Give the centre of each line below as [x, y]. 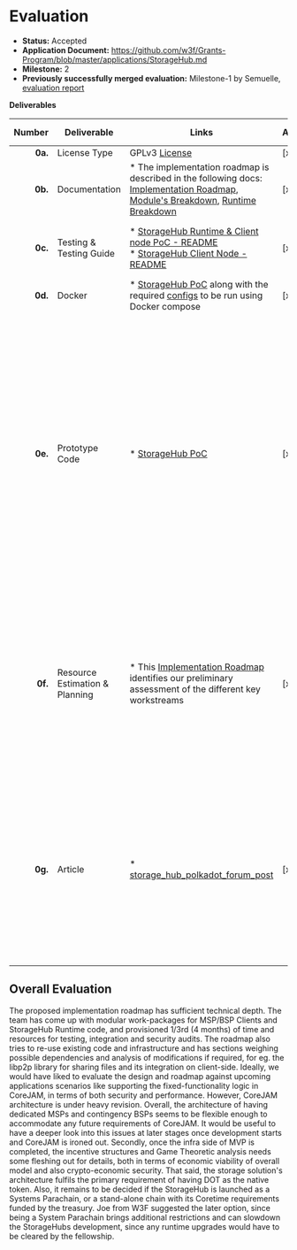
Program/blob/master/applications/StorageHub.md [114, 59]
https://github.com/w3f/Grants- [168, 50]
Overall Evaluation [61, 989]
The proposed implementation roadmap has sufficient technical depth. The [145, 1010]
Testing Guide [86, 253]
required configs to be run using [196, 295]
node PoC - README [174, 242]
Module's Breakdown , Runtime [193, 200]
